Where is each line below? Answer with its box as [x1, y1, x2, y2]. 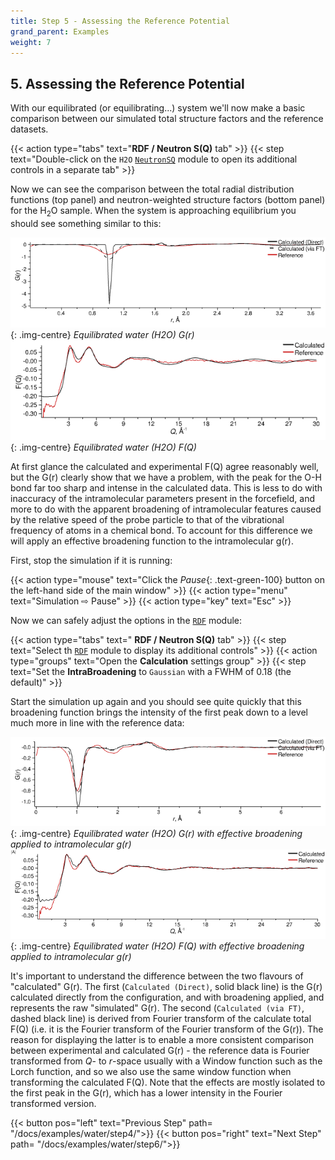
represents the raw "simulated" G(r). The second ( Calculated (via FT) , [10, 1002, 305, 1014]
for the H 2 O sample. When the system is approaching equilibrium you [10, 205, 297, 219]
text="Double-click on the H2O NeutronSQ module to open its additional [10, 153, 298, 165]
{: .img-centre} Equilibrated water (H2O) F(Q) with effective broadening [10, 940, 305, 952]
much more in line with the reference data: [10, 716, 185, 729]
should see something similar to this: [10, 217, 162, 229]
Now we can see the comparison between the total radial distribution [10, 183, 295, 195]
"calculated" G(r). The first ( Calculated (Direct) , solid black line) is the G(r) [10, 981, 323, 993]
